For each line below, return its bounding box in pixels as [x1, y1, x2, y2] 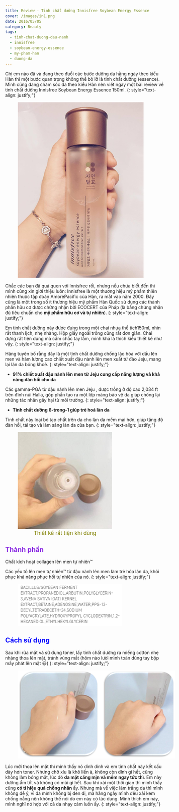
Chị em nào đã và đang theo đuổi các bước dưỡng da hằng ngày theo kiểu [5, 71, 159, 77]
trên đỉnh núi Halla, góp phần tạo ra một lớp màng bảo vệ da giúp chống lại [5, 392, 160, 398]
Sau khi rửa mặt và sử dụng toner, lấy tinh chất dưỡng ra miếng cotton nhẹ [5, 649, 159, 655]
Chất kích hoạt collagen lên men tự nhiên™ [5, 559, 93, 565]
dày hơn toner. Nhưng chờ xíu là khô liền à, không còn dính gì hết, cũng [5, 769, 153, 775]
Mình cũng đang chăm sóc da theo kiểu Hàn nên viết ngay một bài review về [5, 81, 164, 87]
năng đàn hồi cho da [12, 377, 56, 383]
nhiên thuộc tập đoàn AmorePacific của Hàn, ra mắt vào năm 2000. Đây [5, 293, 154, 300]
